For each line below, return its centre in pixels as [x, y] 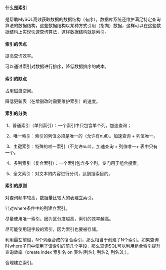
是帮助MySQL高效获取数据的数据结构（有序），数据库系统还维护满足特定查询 [83, 19]
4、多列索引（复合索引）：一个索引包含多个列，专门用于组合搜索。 [74, 163]
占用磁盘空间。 [20, 90]
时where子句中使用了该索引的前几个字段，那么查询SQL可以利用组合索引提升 [83, 246]
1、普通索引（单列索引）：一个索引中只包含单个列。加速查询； [69, 125]
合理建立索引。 [20, 263]
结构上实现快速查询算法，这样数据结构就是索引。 [59, 32]
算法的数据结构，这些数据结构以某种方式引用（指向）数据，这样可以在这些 [81, 26]
